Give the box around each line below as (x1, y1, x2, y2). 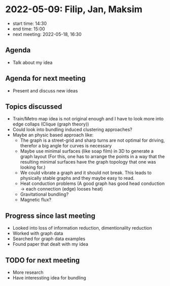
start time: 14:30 (12, 20, 47, 26)
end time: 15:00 (12, 25, 45, 31)
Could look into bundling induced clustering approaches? (12, 126, 132, 133)
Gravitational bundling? (20, 192, 69, 198)
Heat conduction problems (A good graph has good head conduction (20, 180, 165, 186)
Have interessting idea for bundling (12, 275, 86, 280)
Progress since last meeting (5, 211, 95, 220)
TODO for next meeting (5, 256, 80, 265)
